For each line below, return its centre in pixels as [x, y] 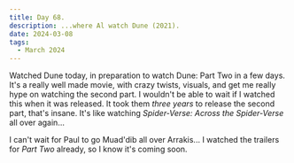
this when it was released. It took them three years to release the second [142, 104]
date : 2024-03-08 [41, 34]
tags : [19, 42]
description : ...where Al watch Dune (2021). [94, 26]
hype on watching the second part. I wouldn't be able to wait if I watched [142, 95]
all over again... [37, 123]
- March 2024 [41, 50]
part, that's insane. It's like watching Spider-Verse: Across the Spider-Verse [147, 113]
